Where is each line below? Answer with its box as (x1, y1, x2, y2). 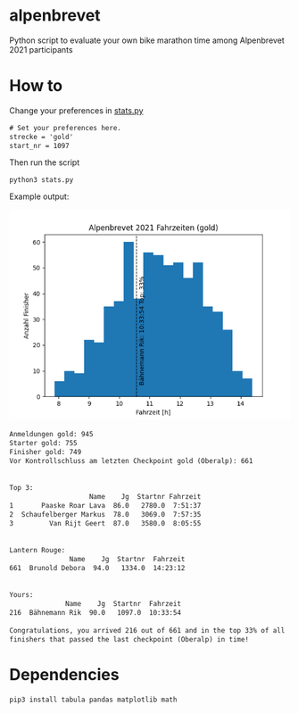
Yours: (9, 590, 34, 599)
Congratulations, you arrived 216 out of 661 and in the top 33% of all (9, 626, 286, 634)
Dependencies (9, 665, 120, 685)
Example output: (9, 191, 70, 202)
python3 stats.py (9, 175, 74, 184)
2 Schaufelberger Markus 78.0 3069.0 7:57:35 (9, 510, 202, 518)
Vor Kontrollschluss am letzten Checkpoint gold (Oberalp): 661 (9, 456, 253, 465)
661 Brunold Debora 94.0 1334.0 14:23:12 (9, 563, 186, 572)
